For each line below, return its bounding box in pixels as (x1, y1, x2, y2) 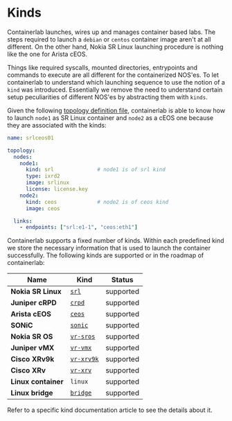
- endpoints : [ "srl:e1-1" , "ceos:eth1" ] (19, 224, 138, 231)
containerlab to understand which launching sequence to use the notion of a (7, 78, 225, 86)
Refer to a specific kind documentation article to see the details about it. (7, 406, 213, 414)
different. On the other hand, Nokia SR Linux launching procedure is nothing (7, 42, 224, 51)
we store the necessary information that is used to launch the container (7, 244, 211, 252)
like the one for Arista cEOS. (7, 50, 88, 58)
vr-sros (70, 333, 96, 341)
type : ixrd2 (25, 173, 60, 180)
